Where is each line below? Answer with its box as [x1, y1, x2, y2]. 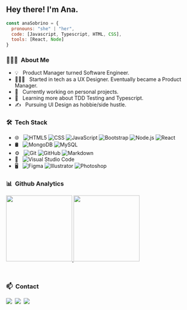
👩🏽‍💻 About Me [6, 56, 50, 64]
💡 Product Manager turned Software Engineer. [14, 69, 130, 76]
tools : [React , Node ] [11, 36, 64, 43]
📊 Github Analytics [6, 179, 64, 187]
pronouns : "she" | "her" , [11, 26, 75, 32]
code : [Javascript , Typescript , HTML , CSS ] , [11, 31, 122, 37]
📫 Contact [6, 282, 39, 290]
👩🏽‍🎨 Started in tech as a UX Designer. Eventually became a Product [14, 76, 182, 83]
